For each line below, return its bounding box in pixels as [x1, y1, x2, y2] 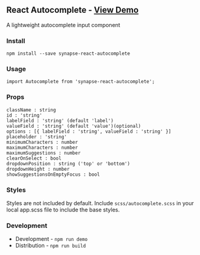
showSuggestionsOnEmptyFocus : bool [6, 171, 100, 178]
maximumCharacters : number [6, 144, 79, 151]
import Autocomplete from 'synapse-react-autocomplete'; [6, 79, 155, 85]
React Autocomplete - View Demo [6, 5, 139, 15]
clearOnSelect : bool [6, 155, 62, 162]
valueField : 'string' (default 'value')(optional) [6, 123, 141, 129]
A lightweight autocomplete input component [6, 21, 121, 28]
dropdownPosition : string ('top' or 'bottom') [6, 160, 131, 167]
